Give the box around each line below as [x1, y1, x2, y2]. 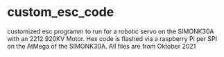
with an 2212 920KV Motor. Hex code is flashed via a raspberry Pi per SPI [7, 34, 218, 42]
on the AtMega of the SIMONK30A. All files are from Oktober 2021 [7, 42, 196, 50]
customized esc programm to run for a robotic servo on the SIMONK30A [7, 27, 214, 35]
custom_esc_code [7, 4, 114, 20]
